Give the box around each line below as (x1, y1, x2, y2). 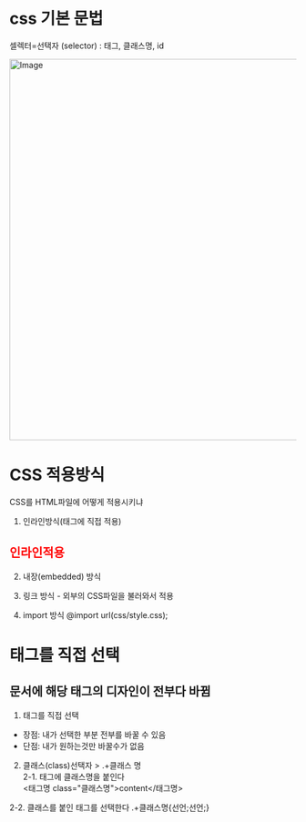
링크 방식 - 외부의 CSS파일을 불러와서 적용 (22, 590, 175, 601)
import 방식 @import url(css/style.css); (22, 609, 168, 620)
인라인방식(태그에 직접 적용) (22, 515, 122, 526)
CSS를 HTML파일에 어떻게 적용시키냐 (9, 496, 144, 507)
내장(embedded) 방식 (22, 571, 102, 582)
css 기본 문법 (9, 8, 104, 29)
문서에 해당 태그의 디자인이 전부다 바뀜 (9, 684, 211, 699)
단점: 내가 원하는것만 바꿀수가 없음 (22, 740, 145, 751)
